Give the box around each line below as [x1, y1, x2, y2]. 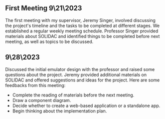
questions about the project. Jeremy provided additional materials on [5, 71, 147, 77]
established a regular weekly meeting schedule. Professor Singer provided [5, 27, 159, 34]
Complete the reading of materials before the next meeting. [12, 92, 135, 98]
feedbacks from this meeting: [5, 82, 66, 88]
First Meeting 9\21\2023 [5, 4, 82, 12]
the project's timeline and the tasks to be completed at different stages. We [5, 22, 160, 28]
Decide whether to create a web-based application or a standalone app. [12, 102, 161, 108]
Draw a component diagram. [12, 97, 71, 103]
